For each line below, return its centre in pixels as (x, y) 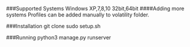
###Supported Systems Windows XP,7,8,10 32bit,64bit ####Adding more (95, 9)
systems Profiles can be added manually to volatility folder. (78, 15)
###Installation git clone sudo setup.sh (53, 26)
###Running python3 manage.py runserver (59, 37)
